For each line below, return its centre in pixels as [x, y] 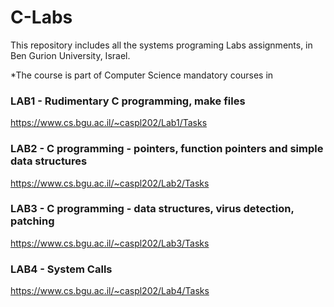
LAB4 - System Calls [61, 269]
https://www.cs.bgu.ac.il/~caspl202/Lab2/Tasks [110, 183]
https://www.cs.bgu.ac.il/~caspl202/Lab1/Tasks [109, 123]
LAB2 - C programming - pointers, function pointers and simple [167, 149]
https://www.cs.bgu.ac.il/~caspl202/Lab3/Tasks [110, 243]
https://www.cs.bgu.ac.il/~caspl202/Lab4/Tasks [110, 291]
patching [32, 221]
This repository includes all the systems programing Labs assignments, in [161, 45]
